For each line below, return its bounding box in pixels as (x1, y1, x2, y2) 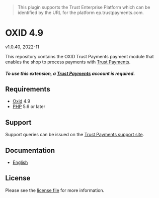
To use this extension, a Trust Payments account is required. (5, 70, 135, 76)
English (12, 159, 28, 165)
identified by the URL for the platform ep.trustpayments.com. (17, 10, 144, 16)
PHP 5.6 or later (12, 104, 45, 110)
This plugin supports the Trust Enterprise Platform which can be (17, 5, 150, 10)
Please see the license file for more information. (5, 187, 105, 193)
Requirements (5, 85, 50, 93)
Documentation (5, 146, 55, 155)
